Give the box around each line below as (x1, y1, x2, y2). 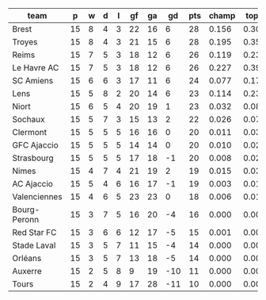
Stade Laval (12, 240, 56, 251)
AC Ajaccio (12, 179, 54, 189)
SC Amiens (12, 75, 54, 86)
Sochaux (12, 114, 45, 125)
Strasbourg (12, 152, 54, 163)
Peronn (12, 214, 40, 225)
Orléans (12, 253, 42, 263)
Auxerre (12, 266, 42, 276)
